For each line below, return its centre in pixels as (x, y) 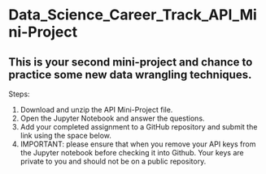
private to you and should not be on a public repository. (113, 161)
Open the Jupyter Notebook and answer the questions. (112, 118)
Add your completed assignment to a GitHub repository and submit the (139, 127)
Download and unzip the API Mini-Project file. (96, 110)
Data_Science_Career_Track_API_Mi (133, 15)
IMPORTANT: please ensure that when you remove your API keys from (138, 144)
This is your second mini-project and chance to (131, 62)
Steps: (19, 94)
